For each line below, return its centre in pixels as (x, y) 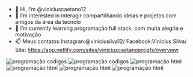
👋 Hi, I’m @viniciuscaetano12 (51, 9)
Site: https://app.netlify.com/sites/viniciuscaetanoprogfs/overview (97, 50)
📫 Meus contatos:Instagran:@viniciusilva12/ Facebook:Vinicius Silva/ (101, 41)
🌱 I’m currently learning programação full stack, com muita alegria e (99, 28)
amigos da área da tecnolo (48, 22)
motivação (28, 35)
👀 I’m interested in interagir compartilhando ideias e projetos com (96, 16)
